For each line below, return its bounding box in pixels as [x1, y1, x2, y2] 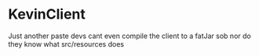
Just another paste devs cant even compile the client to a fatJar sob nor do [8, 31, 251, 40]
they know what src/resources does [8, 39, 124, 48]
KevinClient [8, 5, 86, 23]
